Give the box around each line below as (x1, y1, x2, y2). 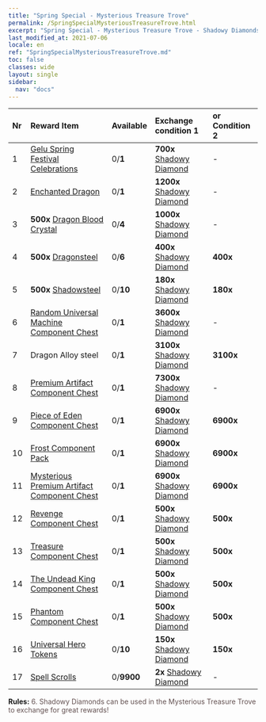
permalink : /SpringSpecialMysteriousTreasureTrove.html (8, 19, 196, 27)
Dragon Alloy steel (30, 350, 99, 361)
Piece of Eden (30, 410, 82, 421)
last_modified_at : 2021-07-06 (8, 33, 108, 42)
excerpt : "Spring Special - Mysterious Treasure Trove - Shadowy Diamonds (8, 26, 260, 34)
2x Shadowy (154, 667, 202, 678)
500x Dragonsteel (30, 251, 98, 262)
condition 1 (154, 125, 199, 136)
